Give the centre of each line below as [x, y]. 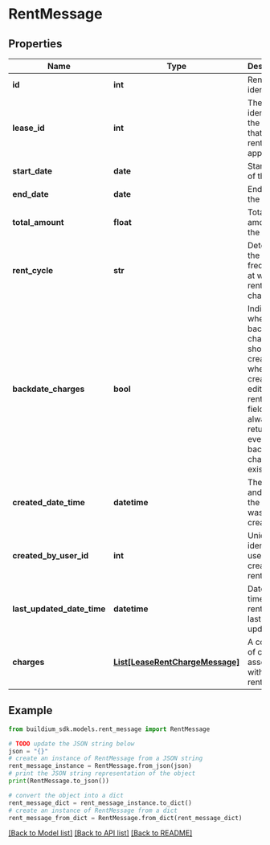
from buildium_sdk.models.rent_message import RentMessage [109, 729]
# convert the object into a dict [66, 795]
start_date [33, 171]
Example [31, 710]
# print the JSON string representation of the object [102, 774]
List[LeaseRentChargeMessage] [177, 662]
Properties [35, 44]
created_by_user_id [51, 555]
